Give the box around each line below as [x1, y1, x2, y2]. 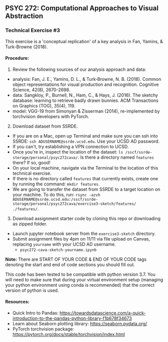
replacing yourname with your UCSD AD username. [12, 241, 116, 247]
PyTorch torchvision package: [12, 326, 74, 332]
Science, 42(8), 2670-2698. [12, 86, 71, 92]
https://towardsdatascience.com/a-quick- [59, 310, 146, 316]
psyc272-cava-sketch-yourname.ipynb [20, 247, 97, 253]
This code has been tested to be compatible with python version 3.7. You [5, 271, 155, 277]
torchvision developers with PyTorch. [12, 113, 89, 120]
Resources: [5, 299, 30, 305]
